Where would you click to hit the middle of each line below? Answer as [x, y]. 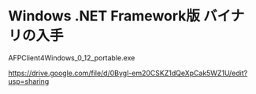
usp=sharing [29, 81]
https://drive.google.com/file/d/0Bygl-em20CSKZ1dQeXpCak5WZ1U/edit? [128, 73]
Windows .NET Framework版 [104, 16]
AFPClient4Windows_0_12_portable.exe [72, 58]
